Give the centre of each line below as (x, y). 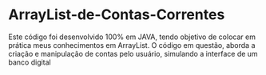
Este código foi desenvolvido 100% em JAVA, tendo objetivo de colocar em (132, 37)
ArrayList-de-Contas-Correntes (117, 15)
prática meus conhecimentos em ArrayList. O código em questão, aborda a (132, 45)
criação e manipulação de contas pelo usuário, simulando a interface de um (133, 53)
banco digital (30, 62)
